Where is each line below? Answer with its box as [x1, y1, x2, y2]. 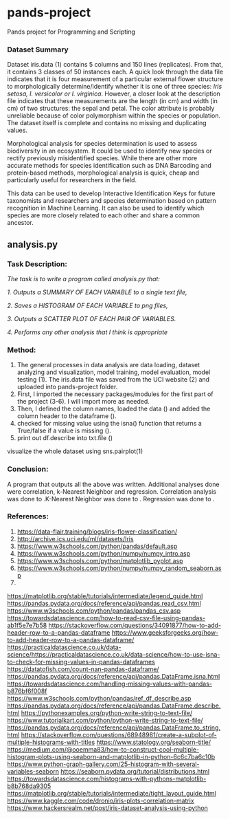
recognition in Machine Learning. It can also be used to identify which [7, 204, 205, 212]
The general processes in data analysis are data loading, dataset [16, 361, 200, 369]
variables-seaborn [7, 767, 60, 775]
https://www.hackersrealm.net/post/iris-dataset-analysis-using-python [7, 803, 208, 812]
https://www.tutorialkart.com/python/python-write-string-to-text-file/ [7, 716, 204, 724]
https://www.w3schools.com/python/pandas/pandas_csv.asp [7, 607, 181, 615]
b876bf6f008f [7, 686, 47, 695]
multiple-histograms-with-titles [7, 738, 95, 746]
